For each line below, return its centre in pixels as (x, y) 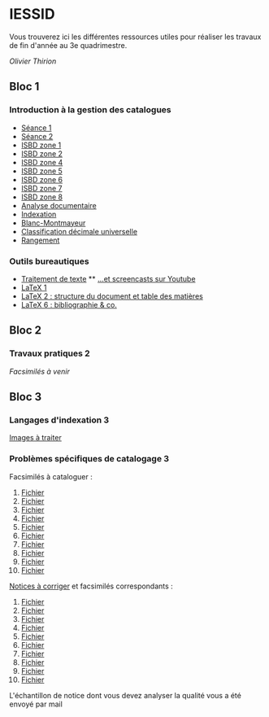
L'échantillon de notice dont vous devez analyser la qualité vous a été (126, 695)
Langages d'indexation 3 (59, 420)
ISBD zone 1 (41, 145)
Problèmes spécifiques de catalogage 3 (89, 459)
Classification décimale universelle (79, 231)
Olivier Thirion (33, 61)
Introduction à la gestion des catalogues (90, 110)
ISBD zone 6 (42, 179)
